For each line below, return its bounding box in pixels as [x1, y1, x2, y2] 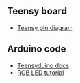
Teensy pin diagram [16, 23, 73, 31]
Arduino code [7, 44, 66, 55]
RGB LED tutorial [16, 68, 64, 77]
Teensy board [7, 5, 67, 17]
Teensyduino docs [16, 61, 70, 69]
